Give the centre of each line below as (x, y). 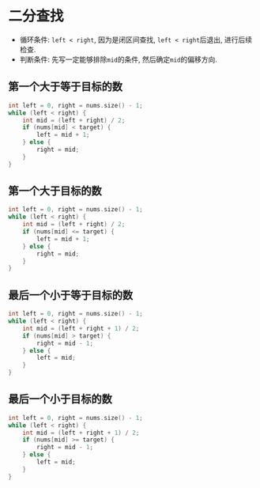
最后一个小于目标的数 (60, 399)
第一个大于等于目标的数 (65, 87)
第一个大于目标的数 (55, 191)
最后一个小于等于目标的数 (70, 295)
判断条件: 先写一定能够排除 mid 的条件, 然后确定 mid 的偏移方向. (118, 59)
